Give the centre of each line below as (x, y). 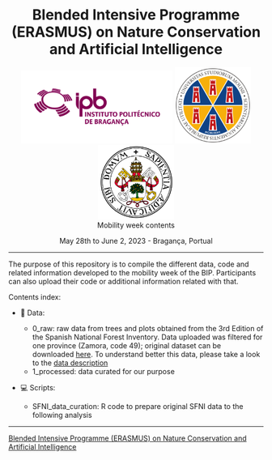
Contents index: (35, 296)
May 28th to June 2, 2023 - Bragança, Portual (136, 241)
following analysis (62, 415)
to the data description (70, 363)
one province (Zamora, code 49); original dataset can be (126, 345)
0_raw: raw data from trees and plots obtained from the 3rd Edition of (148, 328)
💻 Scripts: (38, 387)
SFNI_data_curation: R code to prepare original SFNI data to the (138, 406)
